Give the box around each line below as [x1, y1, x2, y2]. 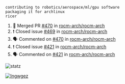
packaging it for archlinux [5, 9, 65, 14]
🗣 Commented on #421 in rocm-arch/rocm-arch [12, 51, 115, 57]
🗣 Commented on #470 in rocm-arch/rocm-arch [12, 36, 116, 42]
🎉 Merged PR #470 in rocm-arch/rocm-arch [12, 23, 105, 29]
